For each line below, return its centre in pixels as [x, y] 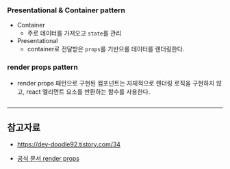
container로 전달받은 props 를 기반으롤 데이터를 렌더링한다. [106, 49]
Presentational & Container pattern [66, 10]
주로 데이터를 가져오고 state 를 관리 [74, 34]
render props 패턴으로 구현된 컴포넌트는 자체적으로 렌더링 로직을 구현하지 [116, 83]
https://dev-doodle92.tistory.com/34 [69, 144]
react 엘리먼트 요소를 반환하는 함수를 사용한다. [88, 92]
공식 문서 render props [48, 159]
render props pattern [43, 67]
